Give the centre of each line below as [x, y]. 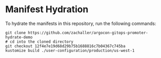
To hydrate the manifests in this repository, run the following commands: [81, 23]
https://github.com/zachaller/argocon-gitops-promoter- [88, 33]
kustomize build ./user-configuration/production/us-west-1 [70, 50]
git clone [16, 33]
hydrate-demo [19, 37]
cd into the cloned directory [42, 42]
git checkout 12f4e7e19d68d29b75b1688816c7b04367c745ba [65, 46]
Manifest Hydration [47, 9]
